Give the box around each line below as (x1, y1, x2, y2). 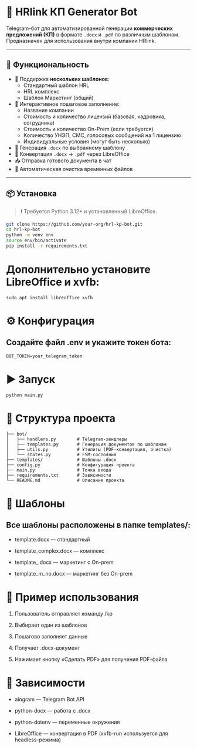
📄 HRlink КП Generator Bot (6, 5, 138, 19)
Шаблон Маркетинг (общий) (23, 94, 94, 101)
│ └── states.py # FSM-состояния (6, 452, 117, 457)
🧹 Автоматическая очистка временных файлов (14, 165, 133, 172)
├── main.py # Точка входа (6, 467, 111, 473)
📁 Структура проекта (6, 412, 116, 425)
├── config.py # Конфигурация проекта (6, 462, 135, 468)
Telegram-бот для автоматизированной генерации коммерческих (6, 25, 173, 32)
